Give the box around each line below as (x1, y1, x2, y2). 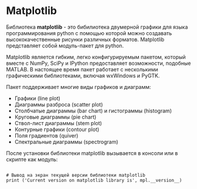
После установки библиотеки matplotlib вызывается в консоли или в (6, 149, 178, 156)
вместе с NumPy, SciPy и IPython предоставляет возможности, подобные (6, 60, 191, 67)
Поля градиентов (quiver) (14, 132, 79, 139)
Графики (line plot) (14, 95, 60, 102)
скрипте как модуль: (6, 156, 58, 163)
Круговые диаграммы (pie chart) (14, 113, 97, 121)
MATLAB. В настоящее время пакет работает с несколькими (6, 66, 158, 73)
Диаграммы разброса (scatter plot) (14, 101, 103, 108)
